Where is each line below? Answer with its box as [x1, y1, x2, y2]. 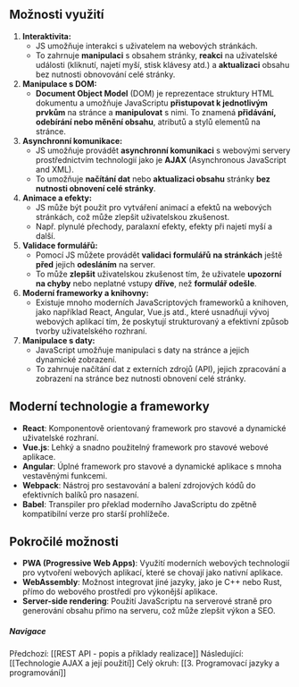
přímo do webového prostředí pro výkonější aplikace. [21, 586, 219, 598]
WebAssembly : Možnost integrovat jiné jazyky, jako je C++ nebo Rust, [21, 577, 283, 588]
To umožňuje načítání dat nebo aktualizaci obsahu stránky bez [35, 174, 270, 184]
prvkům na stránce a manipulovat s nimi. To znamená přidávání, [35, 106, 277, 117]
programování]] [9, 667, 67, 678]
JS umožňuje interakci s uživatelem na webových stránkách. [35, 40, 258, 51]
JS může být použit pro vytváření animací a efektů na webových [35, 201, 272, 213]
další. [35, 230, 56, 241]
